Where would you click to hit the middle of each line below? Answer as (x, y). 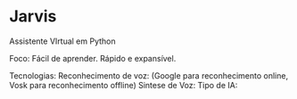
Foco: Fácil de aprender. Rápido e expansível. (93, 58)
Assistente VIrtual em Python (62, 41)
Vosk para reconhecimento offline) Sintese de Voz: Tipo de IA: (124, 85)
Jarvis (33, 16)
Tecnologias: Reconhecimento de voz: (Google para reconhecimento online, (148, 75)
